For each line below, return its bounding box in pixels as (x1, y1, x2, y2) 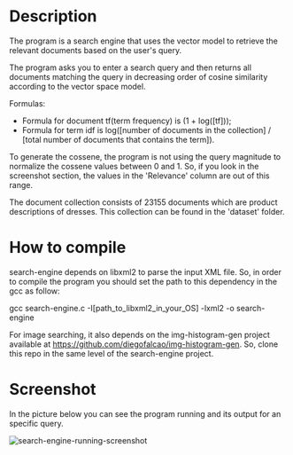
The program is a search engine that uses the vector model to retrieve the (9, 35, 279, 46)
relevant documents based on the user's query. (9, 44, 182, 55)
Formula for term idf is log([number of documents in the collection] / (21, 124, 272, 135)
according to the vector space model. (9, 81, 146, 91)
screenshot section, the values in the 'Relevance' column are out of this (9, 170, 270, 181)
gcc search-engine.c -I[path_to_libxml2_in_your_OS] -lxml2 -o (9, 302, 235, 313)
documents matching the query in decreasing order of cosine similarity (9, 71, 268, 82)
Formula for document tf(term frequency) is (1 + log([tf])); (21, 115, 232, 126)
